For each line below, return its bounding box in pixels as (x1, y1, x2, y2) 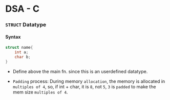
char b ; (14, 54, 31, 60)
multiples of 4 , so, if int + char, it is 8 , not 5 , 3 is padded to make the (12, 83, 156, 89)
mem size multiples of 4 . (12, 89, 68, 95)
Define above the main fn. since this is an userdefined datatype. (12, 68, 148, 74)
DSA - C (5, 3, 40, 15)
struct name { (5, 45, 33, 50)
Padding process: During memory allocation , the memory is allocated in (12, 78, 165, 84)
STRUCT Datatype (5, 21, 47, 28)
